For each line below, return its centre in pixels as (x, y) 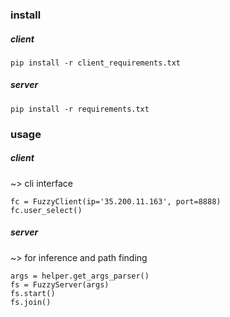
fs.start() (33, 293)
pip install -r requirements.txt (80, 109)
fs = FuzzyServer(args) (60, 284)
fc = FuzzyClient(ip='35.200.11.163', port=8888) (116, 201)
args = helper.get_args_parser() (80, 276)
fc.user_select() (46, 210)
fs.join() (31, 302)
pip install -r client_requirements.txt (96, 63)
